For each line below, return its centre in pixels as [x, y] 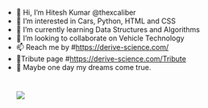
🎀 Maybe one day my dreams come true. [83, 67]
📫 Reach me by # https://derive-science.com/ [92, 47]
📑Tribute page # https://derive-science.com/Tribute [101, 59]
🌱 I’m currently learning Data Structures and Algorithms [108, 29]
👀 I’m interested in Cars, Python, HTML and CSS [96, 21]
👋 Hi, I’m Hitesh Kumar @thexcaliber [76, 12]
